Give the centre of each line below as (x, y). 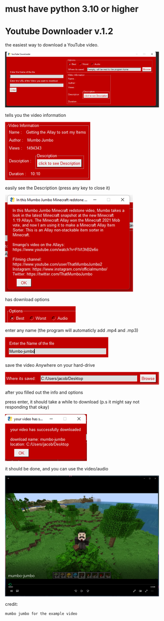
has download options (27, 300)
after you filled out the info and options (44, 392)
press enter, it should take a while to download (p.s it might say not (72, 401)
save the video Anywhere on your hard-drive (50, 365)
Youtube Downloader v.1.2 (59, 32)
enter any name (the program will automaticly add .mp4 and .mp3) (72, 331)
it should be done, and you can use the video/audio (57, 468)
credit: (11, 604)
